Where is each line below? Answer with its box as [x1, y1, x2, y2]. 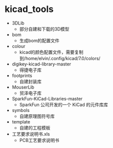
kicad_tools [4, 3, 53, 15]
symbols [11, 107, 30, 113]
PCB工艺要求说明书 [19, 137, 59, 143]
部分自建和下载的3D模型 [19, 26, 69, 32]
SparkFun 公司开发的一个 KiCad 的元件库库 [19, 101, 108, 107]
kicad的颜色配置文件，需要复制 [19, 49, 83, 55]
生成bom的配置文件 [19, 37, 59, 43]
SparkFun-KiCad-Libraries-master [11, 95, 83, 101]
